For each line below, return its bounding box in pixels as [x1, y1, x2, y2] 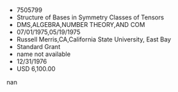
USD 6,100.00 [16, 65, 56, 73]
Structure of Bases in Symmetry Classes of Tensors [16, 13, 164, 21]
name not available [16, 50, 71, 58]
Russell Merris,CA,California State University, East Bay [16, 35, 171, 44]
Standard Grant [16, 43, 60, 50]
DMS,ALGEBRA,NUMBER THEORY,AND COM [16, 21, 145, 28]
